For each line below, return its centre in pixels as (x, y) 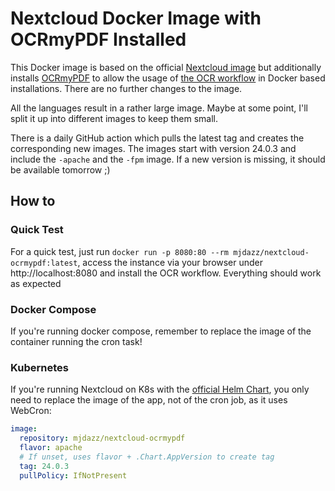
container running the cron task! (76, 341)
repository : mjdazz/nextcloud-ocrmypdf (102, 438)
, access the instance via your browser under (170, 262)
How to (33, 201)
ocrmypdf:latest (44, 263)
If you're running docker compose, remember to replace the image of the (161, 331)
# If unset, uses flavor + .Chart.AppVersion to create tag (147, 457)
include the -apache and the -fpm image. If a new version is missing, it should (168, 159)
